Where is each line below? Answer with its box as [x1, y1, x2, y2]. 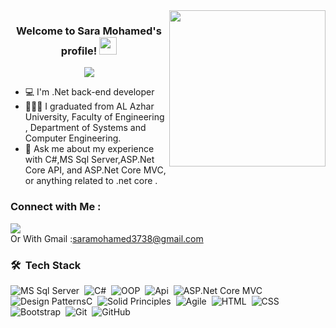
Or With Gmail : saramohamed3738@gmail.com [10, 232, 204, 244]
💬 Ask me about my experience [24, 143, 155, 155]
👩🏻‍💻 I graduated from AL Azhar [24, 100, 155, 113]
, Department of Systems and [24, 122, 147, 134]
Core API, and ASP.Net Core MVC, [24, 164, 167, 176]
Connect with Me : [10, 200, 102, 214]
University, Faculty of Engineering [24, 111, 165, 123]
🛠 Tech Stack [10, 258, 82, 272]
